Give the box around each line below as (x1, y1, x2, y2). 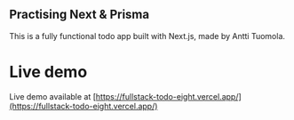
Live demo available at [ (9, 91, 96, 101)
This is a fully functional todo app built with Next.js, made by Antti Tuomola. (9, 30, 286, 41)
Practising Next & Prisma (9, 7, 149, 22)
